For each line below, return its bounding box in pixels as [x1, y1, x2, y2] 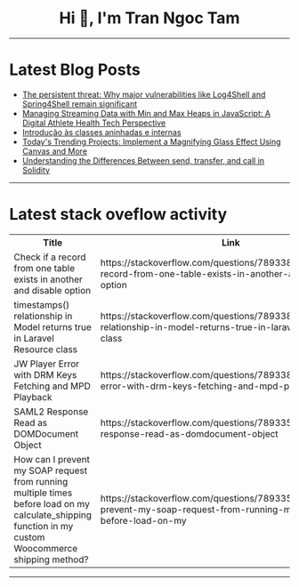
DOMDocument [13, 427, 79, 439]
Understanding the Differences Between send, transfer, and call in [21, 155, 265, 165]
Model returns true [13, 320, 92, 333]
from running [13, 475, 69, 487]
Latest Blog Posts [9, 60, 141, 80]
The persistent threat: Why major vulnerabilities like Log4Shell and [21, 89, 266, 100]
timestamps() [13, 298, 69, 310]
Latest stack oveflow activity [9, 205, 228, 225]
